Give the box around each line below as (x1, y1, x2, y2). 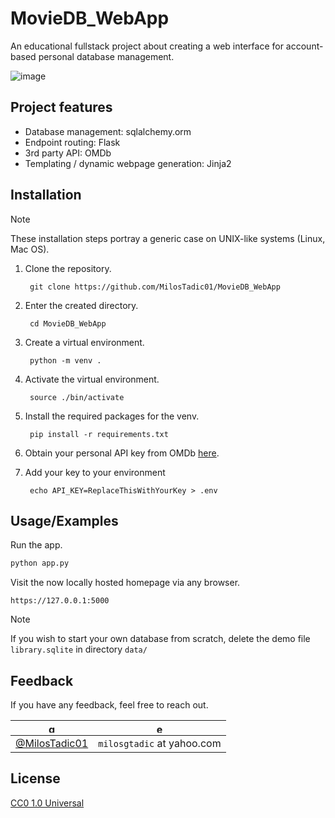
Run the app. (10, 539, 63, 551)
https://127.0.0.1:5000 (10, 596, 110, 606)
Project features (10, 99, 113, 116)
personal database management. (38, 50, 175, 62)
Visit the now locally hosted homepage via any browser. (10, 577, 241, 589)
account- (285, 40, 324, 52)
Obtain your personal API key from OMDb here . (24, 447, 220, 459)
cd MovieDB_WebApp (29, 318, 107, 329)
